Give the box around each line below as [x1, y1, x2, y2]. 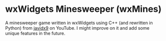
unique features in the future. [5, 30, 66, 36]
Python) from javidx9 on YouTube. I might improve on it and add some [5, 25, 149, 31]
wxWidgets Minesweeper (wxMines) [5, 3, 162, 15]
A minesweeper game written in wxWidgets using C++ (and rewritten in [5, 20, 153, 26]
